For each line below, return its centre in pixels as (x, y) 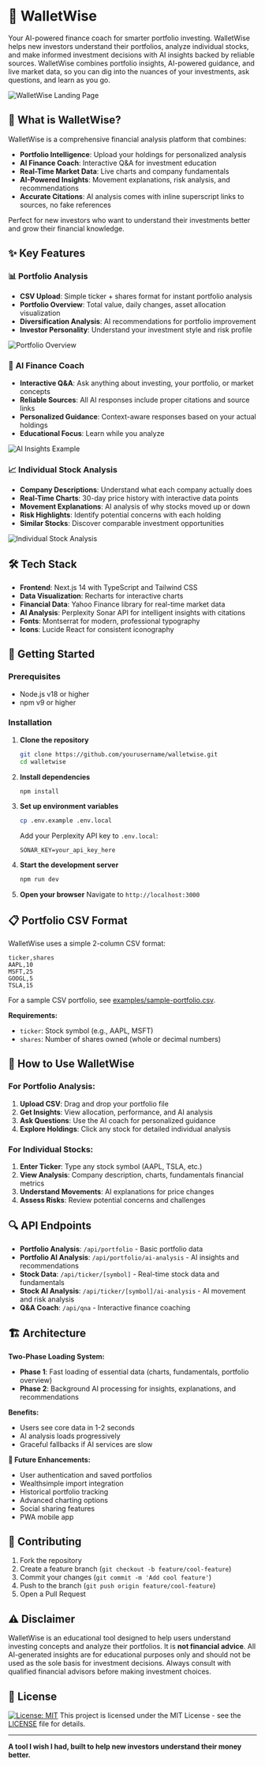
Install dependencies (55, 776)
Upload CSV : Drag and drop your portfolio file (94, 1103)
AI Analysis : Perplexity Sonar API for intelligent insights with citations (132, 612)
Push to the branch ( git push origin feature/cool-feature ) (118, 1586)
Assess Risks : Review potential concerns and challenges (113, 1200)
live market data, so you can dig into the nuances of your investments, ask (129, 71)
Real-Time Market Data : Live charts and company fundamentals (124, 171)
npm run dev (39, 880)
